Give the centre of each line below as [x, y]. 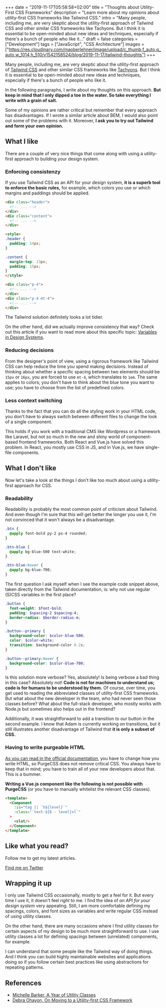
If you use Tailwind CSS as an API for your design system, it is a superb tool [83, 183]
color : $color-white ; [32, 641]
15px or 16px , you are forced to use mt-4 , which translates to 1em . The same [81, 377]
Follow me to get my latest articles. [41, 858]
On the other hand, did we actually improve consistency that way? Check [80, 327]
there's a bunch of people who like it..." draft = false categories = [72, 39]
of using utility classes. [28, 916]
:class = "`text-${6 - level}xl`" [47, 812]
